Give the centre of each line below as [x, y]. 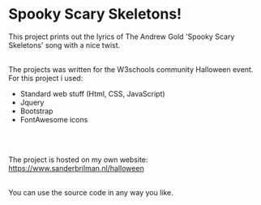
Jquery [32, 102]
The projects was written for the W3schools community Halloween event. [131, 69]
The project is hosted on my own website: [78, 160]
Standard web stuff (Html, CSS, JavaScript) [92, 93]
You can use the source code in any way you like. [91, 192]
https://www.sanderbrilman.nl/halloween [76, 168]
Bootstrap [36, 111]
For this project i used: [46, 78]
